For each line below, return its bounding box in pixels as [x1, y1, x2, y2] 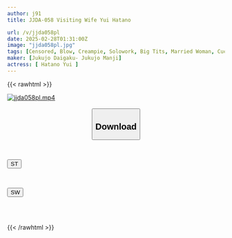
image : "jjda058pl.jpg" [7, 42, 76, 49]
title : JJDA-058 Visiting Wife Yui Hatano [7, 17, 131, 23]
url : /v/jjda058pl [7, 29, 60, 36]
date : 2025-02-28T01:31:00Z [7, 35, 88, 42]
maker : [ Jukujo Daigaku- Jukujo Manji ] [7, 54, 122, 62]
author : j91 [7, 10, 41, 17]
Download [95, 121, 137, 132]
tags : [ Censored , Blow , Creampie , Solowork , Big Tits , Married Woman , [7, 48, 215, 55]
